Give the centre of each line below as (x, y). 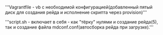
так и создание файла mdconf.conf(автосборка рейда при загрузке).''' (79, 27)
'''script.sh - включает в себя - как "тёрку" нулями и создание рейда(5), (82, 22)
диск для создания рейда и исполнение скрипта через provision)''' (76, 12)
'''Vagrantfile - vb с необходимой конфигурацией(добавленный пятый (79, 7)
